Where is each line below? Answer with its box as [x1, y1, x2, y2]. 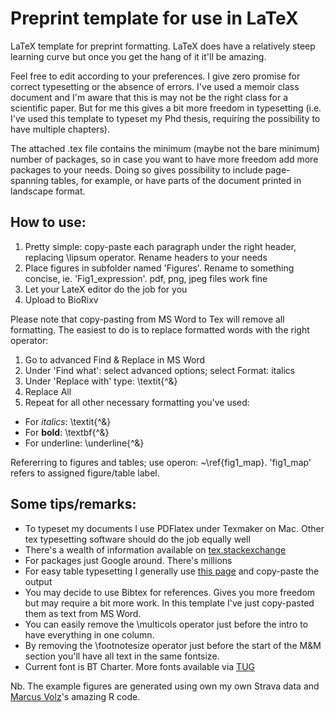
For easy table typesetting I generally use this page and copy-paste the [24, 565, 320, 577]
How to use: [10, 214, 87, 231]
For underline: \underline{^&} [24, 437, 145, 449]
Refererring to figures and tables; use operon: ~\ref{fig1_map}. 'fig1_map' [10, 456, 312, 468]
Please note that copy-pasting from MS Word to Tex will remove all [10, 313, 285, 325]
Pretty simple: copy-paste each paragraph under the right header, [24, 240, 297, 252]
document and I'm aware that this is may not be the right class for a [10, 91, 289, 103]
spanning [10, 174, 49, 186]
